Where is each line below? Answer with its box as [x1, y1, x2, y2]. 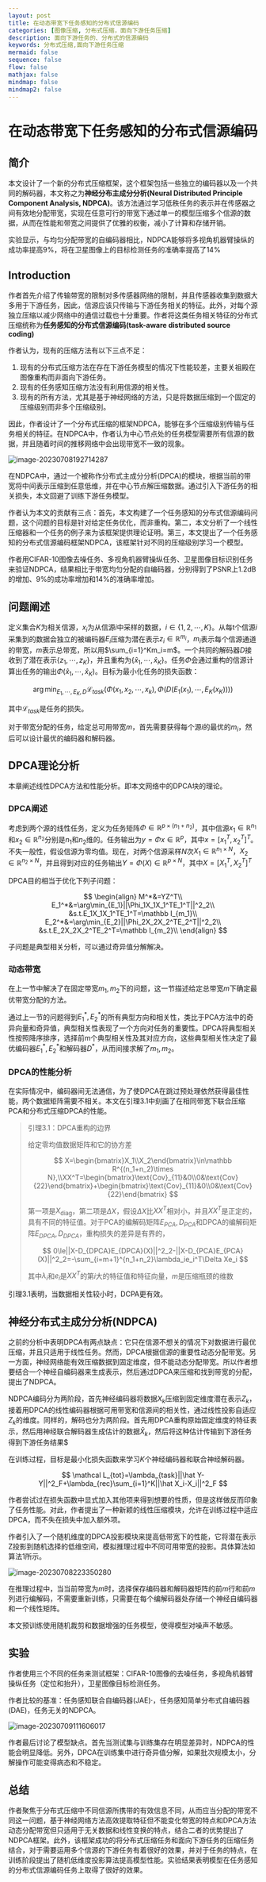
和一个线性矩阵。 [8, 1604, 64, 1614]
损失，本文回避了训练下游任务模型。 [14, 491, 133, 501]
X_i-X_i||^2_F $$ [174, 1479, 228, 1488]
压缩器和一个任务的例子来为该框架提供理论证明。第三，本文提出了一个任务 [8, 528, 251, 537]
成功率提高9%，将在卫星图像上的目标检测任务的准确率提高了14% [8, 245, 221, 255]
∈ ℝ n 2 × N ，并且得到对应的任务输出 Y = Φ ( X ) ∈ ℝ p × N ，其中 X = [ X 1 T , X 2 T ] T [8, 856, 252, 869]
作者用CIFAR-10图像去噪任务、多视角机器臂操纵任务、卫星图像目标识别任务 [8, 555, 253, 564]
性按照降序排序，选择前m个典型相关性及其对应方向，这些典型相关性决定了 [8, 1033, 251, 1043]
